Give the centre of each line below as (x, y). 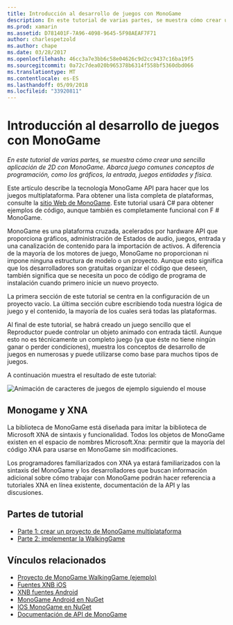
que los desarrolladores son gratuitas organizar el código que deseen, (107, 268)
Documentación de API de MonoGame (72, 614)
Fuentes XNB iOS (42, 585)
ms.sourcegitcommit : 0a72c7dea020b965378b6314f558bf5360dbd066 (101, 65)
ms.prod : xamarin (32, 26)
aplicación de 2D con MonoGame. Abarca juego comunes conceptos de (111, 167)
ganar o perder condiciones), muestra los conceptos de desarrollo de (106, 347)
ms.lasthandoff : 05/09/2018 (48, 85)
